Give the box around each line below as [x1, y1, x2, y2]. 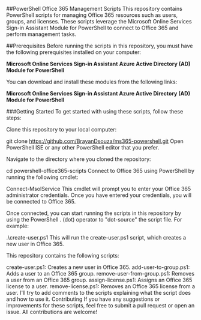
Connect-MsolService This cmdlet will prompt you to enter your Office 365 [6, 186, 191, 192]
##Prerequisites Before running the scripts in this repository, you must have [6, 42, 193, 49]
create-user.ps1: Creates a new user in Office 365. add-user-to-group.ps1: [6, 264, 190, 271]
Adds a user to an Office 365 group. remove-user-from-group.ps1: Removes [6, 270, 195, 277]
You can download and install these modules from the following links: [6, 78, 178, 85]
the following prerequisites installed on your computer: [6, 49, 142, 56]
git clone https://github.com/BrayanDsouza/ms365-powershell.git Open [6, 137, 184, 145]
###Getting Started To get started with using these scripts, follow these [6, 108, 184, 115]
